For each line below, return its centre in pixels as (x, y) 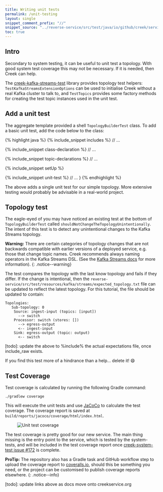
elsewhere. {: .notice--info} (32, 475)
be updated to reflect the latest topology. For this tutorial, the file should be (80, 289)
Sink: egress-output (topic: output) (52, 333)
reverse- (99, 279)
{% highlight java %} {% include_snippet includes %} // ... (63, 140)
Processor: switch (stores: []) (46, 320)
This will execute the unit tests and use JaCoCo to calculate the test (73, 406)
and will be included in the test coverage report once (70, 445)
